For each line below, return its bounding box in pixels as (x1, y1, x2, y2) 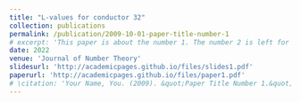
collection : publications (9, 21, 105, 30)
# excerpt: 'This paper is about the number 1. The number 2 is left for (9, 37, 290, 47)
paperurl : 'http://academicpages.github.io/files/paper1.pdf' (9, 71, 246, 80)
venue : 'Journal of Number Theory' (9, 54, 142, 63)
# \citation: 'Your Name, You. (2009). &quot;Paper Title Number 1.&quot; (9, 79, 294, 88)
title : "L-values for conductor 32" (9, 12, 146, 22)
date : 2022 (9, 46, 50, 55)
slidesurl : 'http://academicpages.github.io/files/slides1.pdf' (9, 63, 254, 72)
